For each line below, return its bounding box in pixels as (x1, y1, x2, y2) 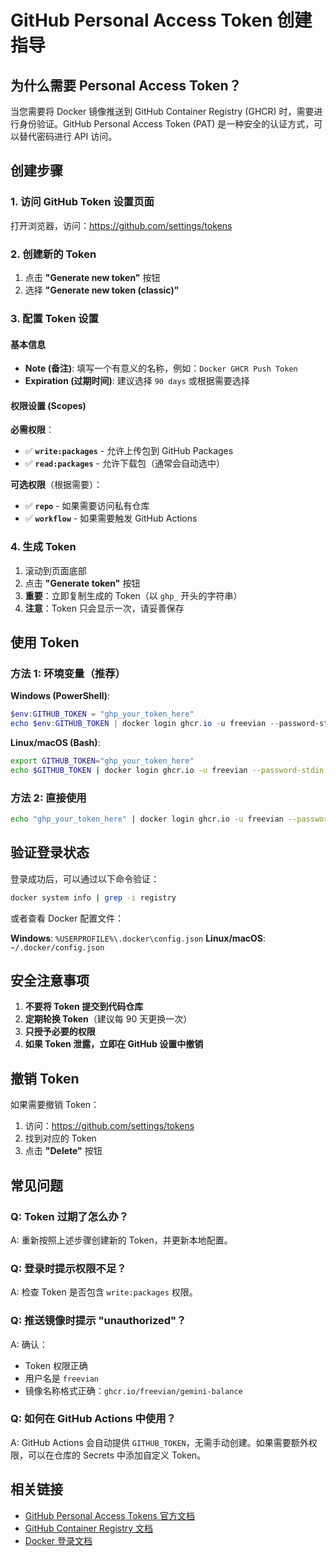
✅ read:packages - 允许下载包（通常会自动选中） (24, 457, 225, 470)
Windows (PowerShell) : (10, 690, 111, 702)
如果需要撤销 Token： (10, 1099, 100, 1111)
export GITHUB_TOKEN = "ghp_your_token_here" (10, 756, 195, 766)
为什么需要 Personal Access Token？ (10, 77, 242, 94)
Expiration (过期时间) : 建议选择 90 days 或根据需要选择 (24, 375, 250, 387)
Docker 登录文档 (24, 1534, 93, 1546)
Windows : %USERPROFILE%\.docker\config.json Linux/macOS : (10, 932, 267, 944)
